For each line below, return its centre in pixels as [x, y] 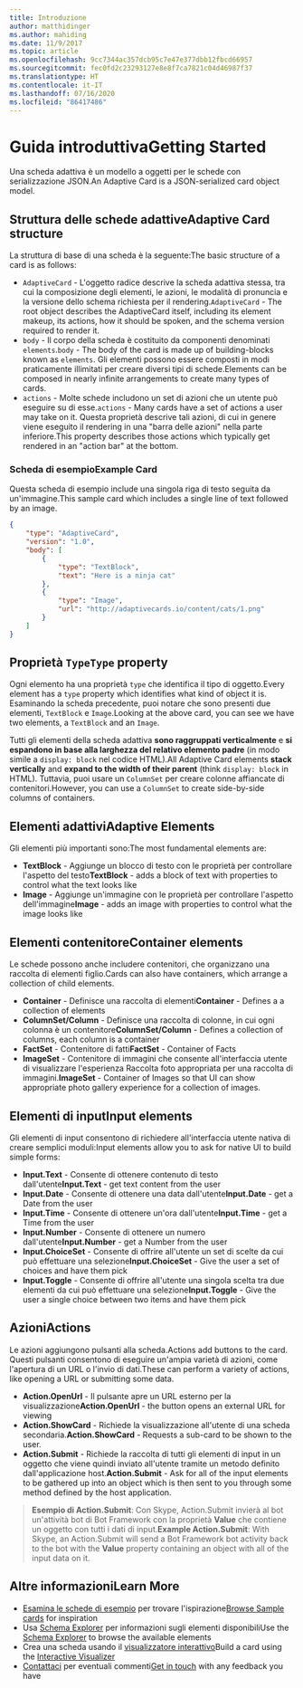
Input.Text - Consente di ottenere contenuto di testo [120, 1174]
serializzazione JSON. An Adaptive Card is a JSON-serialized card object [145, 181]
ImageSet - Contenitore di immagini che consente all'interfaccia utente [155, 1059]
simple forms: [35, 1157]
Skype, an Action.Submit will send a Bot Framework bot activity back [160, 1539]
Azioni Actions [50, 1328]
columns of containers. [52, 798]
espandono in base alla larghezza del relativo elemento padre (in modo [145, 750]
